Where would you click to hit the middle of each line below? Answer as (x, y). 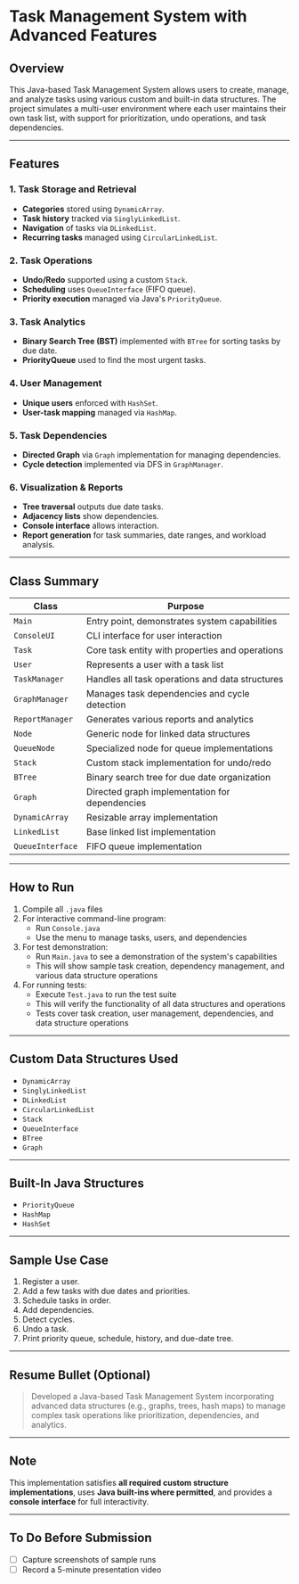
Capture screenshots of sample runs (89, 1559)
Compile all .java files (62, 909)
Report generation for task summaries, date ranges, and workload (144, 535)
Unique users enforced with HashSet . (90, 402)
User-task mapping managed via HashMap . (100, 412)
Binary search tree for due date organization (178, 777)
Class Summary (54, 581)
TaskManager (39, 679)
